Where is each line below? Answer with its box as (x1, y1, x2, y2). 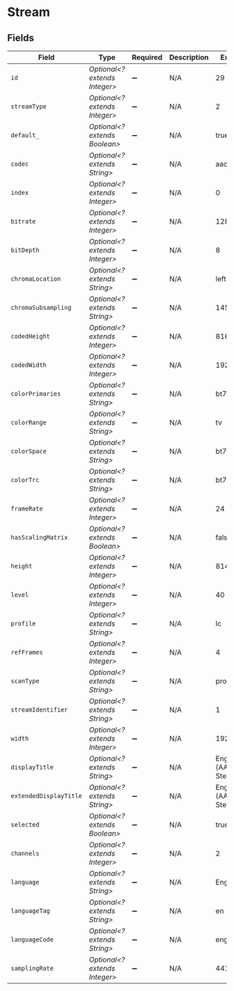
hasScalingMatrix (10, 533, 68, 541)
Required (132, 53, 163, 62)
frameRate (10, 505, 43, 513)
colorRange (10, 419, 47, 426)
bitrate (10, 217, 36, 225)
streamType (10, 102, 47, 110)
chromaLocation (10, 275, 61, 283)
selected (10, 821, 40, 829)
